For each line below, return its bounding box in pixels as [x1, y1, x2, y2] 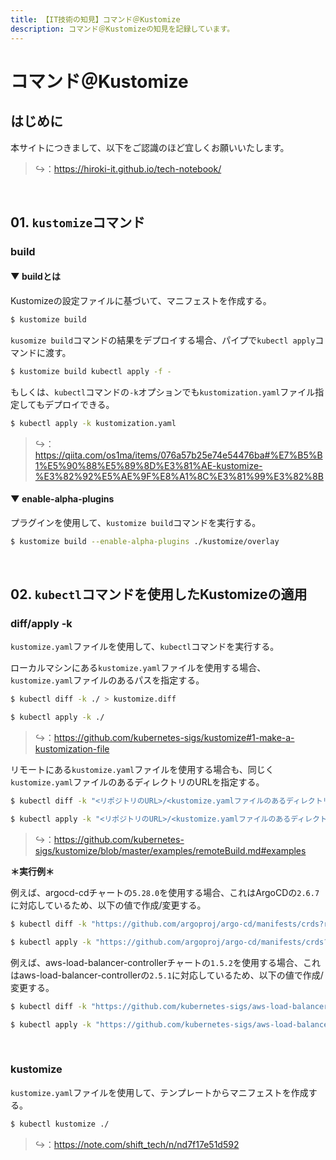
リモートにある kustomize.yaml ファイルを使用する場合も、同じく [10, 764, 275, 776]
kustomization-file [34, 743, 110, 755]
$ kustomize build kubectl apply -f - [10, 366, 172, 376]
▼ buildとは [10, 271, 61, 283]
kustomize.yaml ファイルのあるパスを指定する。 [10, 674, 205, 686]
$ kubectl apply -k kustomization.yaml [10, 418, 177, 428]
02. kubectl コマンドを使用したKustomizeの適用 [10, 586, 308, 603]
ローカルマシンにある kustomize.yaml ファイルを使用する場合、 [10, 662, 267, 674]
